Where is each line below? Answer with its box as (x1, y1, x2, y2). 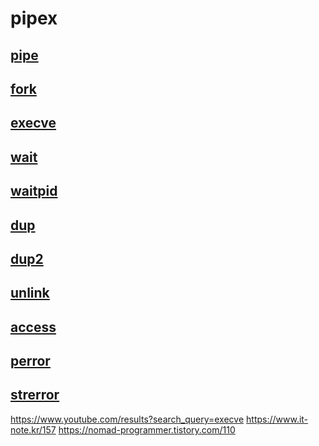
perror (10, 353, 51, 370)
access (10, 318, 57, 336)
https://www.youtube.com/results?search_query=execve (10, 413, 245, 425)
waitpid (10, 183, 58, 200)
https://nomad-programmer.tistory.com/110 (58, 423, 236, 436)
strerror (10, 387, 60, 404)
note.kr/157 (10, 423, 57, 436)
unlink (10, 285, 50, 302)
